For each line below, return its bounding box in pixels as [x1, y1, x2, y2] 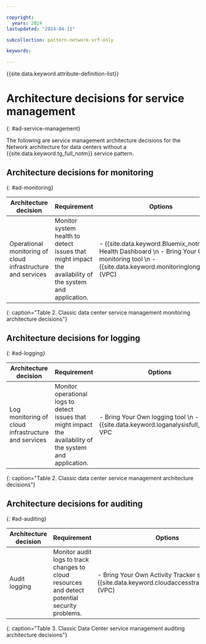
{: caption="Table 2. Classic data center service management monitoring [6, 309, 191, 316]
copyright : [6, 14, 34, 20]
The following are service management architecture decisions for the [6, 137, 181, 144]
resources [53, 578, 83, 586]
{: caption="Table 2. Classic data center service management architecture [6, 474, 194, 481]
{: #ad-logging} [6, 349, 45, 356]
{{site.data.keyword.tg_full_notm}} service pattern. [6, 150, 134, 157]
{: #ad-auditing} [6, 515, 47, 522]
